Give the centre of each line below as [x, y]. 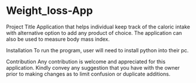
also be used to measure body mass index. [58, 39]
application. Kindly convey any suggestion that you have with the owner [93, 67]
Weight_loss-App [50, 11]
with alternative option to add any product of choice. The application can [94, 33]
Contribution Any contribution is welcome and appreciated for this [86, 62]
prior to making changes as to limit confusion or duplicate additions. [88, 74]
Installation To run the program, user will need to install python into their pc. [97, 50]
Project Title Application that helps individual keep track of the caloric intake [98, 27]
